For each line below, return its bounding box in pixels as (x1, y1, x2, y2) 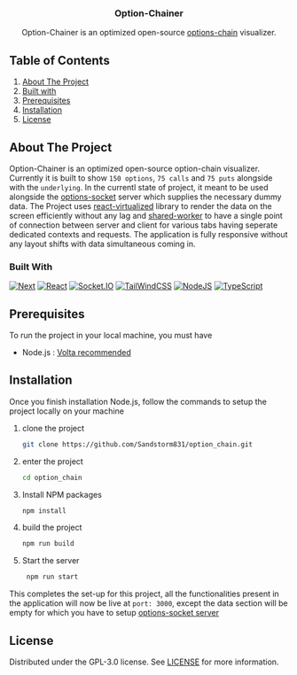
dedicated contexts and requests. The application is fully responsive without (9, 229, 288, 239)
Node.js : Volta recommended (21, 347, 131, 358)
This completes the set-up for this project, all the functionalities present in (9, 588, 279, 600)
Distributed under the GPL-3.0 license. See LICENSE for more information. (9, 656, 279, 667)
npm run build (21, 539, 74, 548)
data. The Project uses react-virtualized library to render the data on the (9, 200, 272, 211)
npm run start (26, 572, 79, 582)
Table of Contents (9, 52, 111, 68)
